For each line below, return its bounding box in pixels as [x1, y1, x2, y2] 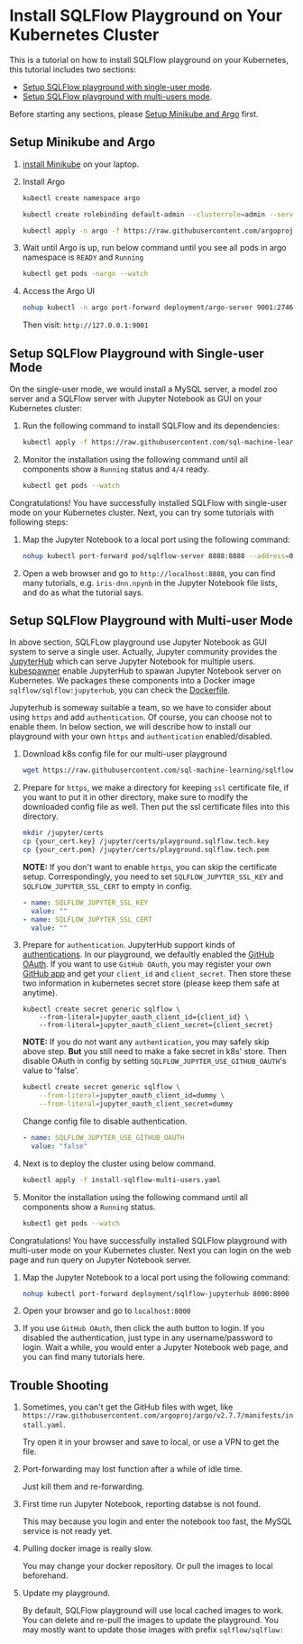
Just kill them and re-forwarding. [22, 1481, 145, 1492]
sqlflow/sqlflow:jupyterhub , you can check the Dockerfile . [9, 684, 231, 695]
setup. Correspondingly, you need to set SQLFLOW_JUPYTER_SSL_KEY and [22, 871, 284, 882]
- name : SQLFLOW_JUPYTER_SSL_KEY [22, 898, 149, 907]
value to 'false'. [22, 1065, 79, 1076]
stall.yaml [22, 1421, 64, 1430]
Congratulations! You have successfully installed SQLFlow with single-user [9, 497, 288, 508]
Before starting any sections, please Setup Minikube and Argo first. [9, 108, 259, 119]
